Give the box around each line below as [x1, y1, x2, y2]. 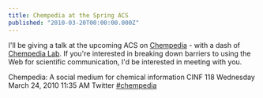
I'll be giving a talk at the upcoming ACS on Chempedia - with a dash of [8, 40, 241, 49]
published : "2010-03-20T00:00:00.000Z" [8, 19, 140, 27]
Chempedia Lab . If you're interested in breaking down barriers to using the [8, 49, 251, 58]
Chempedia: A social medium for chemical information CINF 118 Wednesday [8, 72, 255, 82]
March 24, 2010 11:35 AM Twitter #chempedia [8, 80, 157, 90]
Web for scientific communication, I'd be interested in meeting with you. [8, 56, 242, 67]
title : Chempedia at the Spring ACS [8, 11, 129, 20]
